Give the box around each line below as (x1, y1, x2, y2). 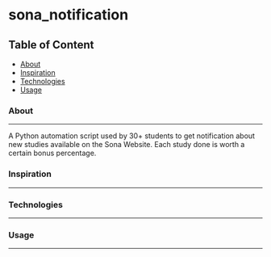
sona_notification (8, 6, 129, 24)
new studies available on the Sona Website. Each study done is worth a (8, 140, 245, 150)
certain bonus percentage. (8, 148, 97, 158)
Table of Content (8, 38, 94, 52)
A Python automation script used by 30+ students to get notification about (8, 131, 256, 141)
